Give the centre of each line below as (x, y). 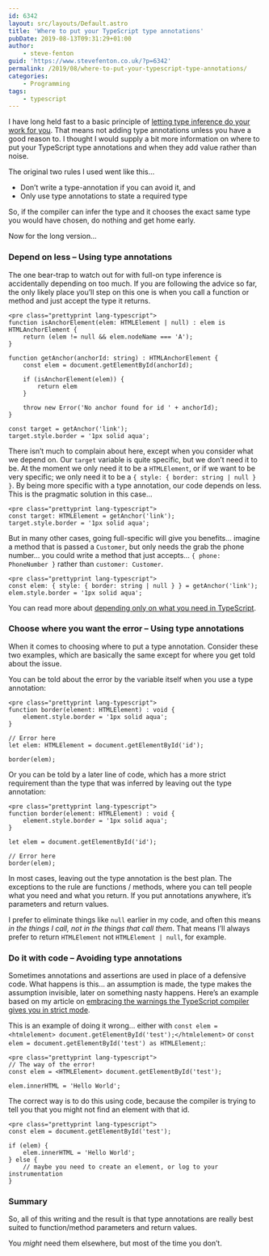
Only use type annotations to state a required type (104, 196)
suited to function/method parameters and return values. (103, 1228)
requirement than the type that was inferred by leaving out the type (120, 783)
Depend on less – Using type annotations (90, 258)
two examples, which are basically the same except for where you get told (132, 655)
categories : (28, 76)
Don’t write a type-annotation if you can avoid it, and (108, 188)
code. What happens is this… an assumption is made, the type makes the (130, 984)
